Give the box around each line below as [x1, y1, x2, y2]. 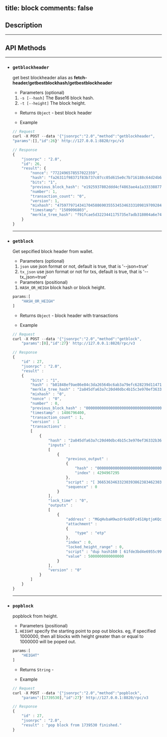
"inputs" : [48, 442, 71, 447]
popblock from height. [12, 613, 58, 619]
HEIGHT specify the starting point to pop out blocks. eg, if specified [19, 628, 156, 634]
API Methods [5, 43, 46, 52]
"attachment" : [66, 521, 97, 526]
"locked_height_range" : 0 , [66, 545, 124, 550]
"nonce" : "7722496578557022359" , [30, 170, 100, 176]
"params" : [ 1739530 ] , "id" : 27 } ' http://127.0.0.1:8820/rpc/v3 [21, 695, 149, 700]
